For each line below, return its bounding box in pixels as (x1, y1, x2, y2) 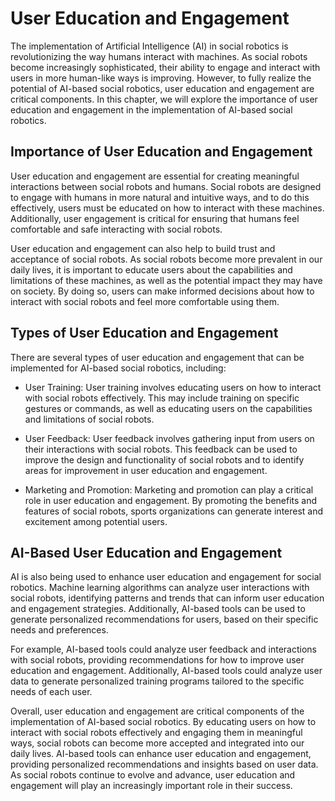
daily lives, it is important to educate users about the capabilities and (10, 263, 293, 276)
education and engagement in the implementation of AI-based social (10, 103, 293, 116)
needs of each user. (10, 686, 93, 698)
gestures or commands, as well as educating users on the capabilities (24, 402, 313, 414)
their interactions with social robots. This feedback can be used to (24, 443, 298, 455)
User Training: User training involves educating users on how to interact (24, 381, 322, 393)
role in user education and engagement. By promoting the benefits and (24, 494, 318, 506)
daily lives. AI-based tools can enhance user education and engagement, (10, 748, 312, 760)
